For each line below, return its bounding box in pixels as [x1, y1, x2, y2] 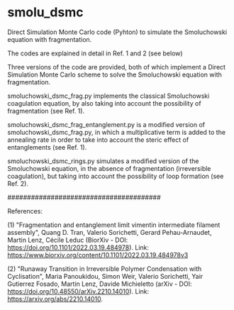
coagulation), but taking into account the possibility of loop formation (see [7, 172, 224, 180]
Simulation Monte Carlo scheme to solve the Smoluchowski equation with [7, 70, 222, 79]
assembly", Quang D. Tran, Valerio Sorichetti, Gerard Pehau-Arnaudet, [7, 228, 212, 236]
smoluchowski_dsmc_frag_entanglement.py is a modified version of [7, 120, 206, 128]
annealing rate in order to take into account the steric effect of [7, 135, 189, 144]
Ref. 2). [7, 179, 29, 188]
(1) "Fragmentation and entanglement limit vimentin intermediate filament [7, 221, 221, 229]
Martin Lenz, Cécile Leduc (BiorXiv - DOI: [7, 236, 128, 244]
